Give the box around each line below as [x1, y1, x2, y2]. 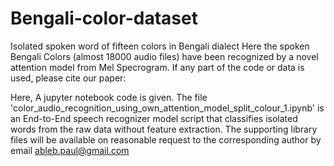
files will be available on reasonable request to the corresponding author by [10, 133, 322, 146]
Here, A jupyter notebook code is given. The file [10, 91, 208, 103]
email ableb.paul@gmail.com [10, 144, 130, 156]
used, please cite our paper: [10, 72, 127, 84]
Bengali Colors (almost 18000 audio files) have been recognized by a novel [10, 50, 319, 62]
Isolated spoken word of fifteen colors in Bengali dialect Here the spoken [10, 40, 310, 52]
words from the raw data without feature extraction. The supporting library [10, 123, 318, 135]
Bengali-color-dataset [10, 7, 198, 30]
